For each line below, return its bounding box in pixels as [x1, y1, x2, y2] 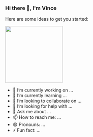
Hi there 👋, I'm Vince [5, 5, 57, 12]
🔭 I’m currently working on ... [12, 87, 73, 93]
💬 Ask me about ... [12, 109, 51, 115]
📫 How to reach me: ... [12, 114, 61, 120]
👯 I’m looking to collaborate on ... [12, 98, 82, 104]
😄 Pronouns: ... [12, 121, 46, 128]
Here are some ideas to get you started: [5, 16, 89, 22]
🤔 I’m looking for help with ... [12, 103, 73, 109]
